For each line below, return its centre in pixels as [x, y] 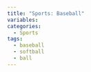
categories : [24, 26]
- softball [29, 52]
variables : [23, 20]
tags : [15, 39]
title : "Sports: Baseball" [46, 13]
